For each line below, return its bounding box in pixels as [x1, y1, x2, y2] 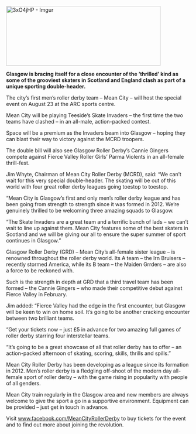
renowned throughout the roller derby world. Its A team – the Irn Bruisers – [6, 255, 185, 261]
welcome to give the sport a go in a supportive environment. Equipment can [6, 398, 189, 404]
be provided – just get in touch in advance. [6, 404, 109, 411]
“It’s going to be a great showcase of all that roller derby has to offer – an [6, 344, 182, 350]
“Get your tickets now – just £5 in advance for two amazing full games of [6, 326, 181, 333]
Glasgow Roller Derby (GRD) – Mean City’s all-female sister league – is [6, 248, 176, 255]
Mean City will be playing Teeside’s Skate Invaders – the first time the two [6, 112, 183, 119]
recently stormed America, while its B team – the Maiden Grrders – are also [6, 261, 187, 268]
